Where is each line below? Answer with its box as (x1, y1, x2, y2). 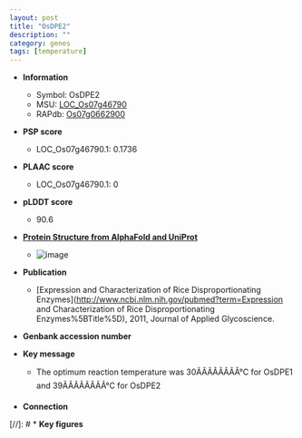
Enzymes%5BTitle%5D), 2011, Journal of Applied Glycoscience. (35, 314, 275, 325)
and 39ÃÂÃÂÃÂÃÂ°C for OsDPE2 (35, 380, 161, 391)
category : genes (9, 38, 71, 48)
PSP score (22, 126, 63, 137)
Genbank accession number (22, 331, 132, 342)
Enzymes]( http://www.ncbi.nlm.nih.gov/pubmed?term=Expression (35, 294, 284, 305)
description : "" (9, 30, 71, 39)
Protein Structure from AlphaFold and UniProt (22, 232, 198, 243)
